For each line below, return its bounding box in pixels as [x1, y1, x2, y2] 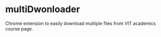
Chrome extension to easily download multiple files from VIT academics [5, 20, 156, 26]
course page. [5, 25, 33, 31]
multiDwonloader [5, 4, 81, 15]
